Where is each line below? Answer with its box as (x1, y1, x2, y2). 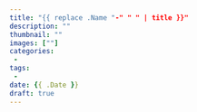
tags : (9, 64, 30, 73)
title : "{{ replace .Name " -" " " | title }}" (9, 13, 189, 23)
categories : (9, 47, 54, 56)
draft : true (9, 89, 54, 98)
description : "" (9, 22, 71, 31)
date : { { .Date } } (9, 80, 79, 89)
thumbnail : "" (9, 30, 64, 39)
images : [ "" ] (9, 38, 59, 48)
